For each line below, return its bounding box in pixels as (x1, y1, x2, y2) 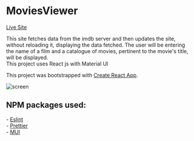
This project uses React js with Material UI (6, 60, 108, 67)
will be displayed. (6, 54, 48, 61)
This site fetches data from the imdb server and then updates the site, (6, 35, 176, 42)
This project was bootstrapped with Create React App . (6, 71, 139, 78)
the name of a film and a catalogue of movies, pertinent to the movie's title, (6, 47, 189, 54)
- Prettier (6, 122, 28, 129)
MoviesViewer (6, 4, 78, 18)
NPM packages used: (6, 100, 87, 110)
